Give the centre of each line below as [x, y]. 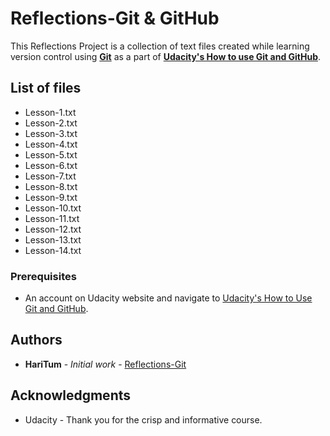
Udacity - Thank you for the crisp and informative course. [143, 419]
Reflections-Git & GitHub [115, 18]
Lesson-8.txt [51, 186]
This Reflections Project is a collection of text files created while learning [160, 46]
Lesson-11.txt [52, 218]
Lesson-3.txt [51, 133]
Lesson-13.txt [53, 239]
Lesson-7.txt [50, 176]
